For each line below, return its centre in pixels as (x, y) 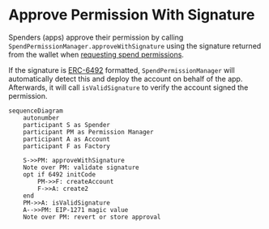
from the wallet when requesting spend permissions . (96, 54)
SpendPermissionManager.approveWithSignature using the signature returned (135, 45)
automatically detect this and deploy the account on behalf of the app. (126, 78)
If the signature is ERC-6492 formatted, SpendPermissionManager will (122, 70)
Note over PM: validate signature (81, 168)
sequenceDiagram (36, 111)
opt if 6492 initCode (59, 174)
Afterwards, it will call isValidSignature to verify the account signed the (128, 87)
